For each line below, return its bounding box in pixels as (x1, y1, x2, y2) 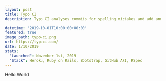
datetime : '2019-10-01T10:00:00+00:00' (5, 25, 87, 30)
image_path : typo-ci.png (5, 35, 56, 40)
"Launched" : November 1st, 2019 (9, 53, 77, 58)
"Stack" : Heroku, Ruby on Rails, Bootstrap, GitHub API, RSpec (9, 58, 142, 63)
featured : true (5, 30, 37, 35)
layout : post (5, 7, 32, 12)
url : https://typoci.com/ (5, 39, 58, 45)
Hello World (5, 72, 29, 78)
